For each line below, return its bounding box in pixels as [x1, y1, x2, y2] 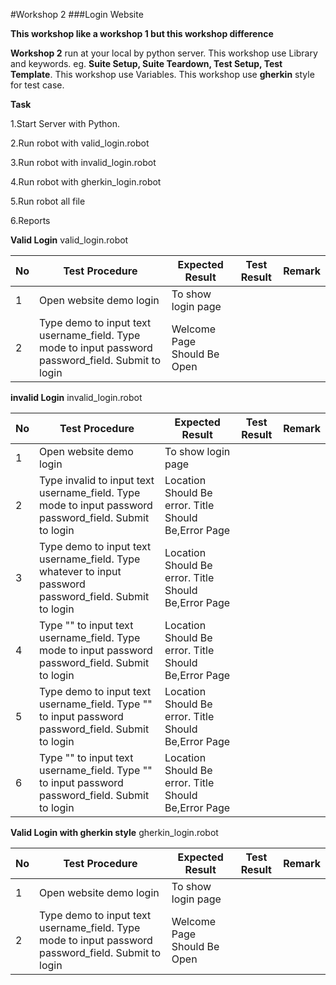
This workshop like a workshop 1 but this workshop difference [10, 28, 274, 39]
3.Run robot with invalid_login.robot [10, 157, 157, 168]
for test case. [10, 79, 65, 91]
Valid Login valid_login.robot [10, 234, 129, 246]
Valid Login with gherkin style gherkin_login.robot [10, 827, 219, 838]
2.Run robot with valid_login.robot [10, 137, 150, 149]
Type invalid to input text [39, 474, 155, 487]
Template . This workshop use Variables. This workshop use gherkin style [10, 69, 315, 80]
